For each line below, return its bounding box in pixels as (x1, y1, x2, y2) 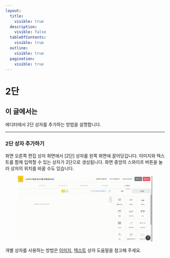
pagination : (10, 56, 35, 61)
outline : (10, 46, 28, 51)
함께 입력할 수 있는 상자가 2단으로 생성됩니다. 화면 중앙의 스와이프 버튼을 (14, 159, 158, 165)
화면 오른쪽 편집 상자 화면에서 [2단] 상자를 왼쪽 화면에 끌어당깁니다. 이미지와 (5, 152, 156, 159)
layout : (5, 8, 22, 13)
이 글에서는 (5, 107, 38, 116)
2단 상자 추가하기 (5, 140, 45, 147)
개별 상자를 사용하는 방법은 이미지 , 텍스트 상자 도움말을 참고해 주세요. (5, 247, 142, 253)
